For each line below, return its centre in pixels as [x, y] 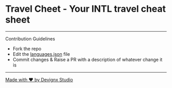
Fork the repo [27, 49]
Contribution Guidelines [30, 38]
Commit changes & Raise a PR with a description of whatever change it [88, 59]
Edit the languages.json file [41, 54]
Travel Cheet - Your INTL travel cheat [86, 9]
